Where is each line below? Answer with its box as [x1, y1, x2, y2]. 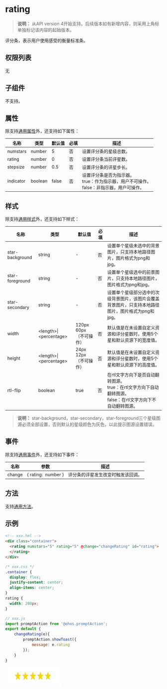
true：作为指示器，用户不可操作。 [82, 178, 152, 184]
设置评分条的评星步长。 [82, 164, 130, 170]
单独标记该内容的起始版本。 [17, 26, 75, 33]
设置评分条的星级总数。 [82, 148, 130, 154]
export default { [5, 627, 41, 632]
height [7, 355, 21, 361]
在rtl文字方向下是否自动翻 [107, 372, 160, 378]
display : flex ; [9, 575, 41, 580]
